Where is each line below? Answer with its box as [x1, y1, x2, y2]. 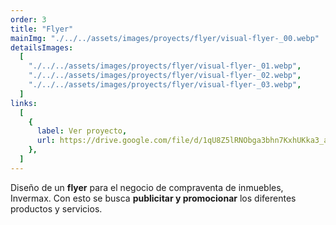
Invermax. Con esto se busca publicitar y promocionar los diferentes [10, 192, 297, 204]
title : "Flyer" [10, 24, 74, 34]
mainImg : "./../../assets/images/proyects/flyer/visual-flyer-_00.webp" [10, 33, 320, 43]
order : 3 [10, 14, 47, 25]
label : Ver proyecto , [36, 126, 128, 136]
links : [10, 98, 38, 108]
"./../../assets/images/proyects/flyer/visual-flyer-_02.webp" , [28, 71, 302, 81]
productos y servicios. [10, 202, 103, 215]
